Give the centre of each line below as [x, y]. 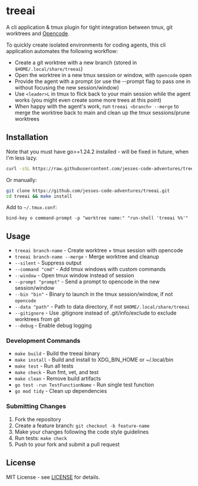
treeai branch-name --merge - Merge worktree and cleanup [87, 257]
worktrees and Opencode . [38, 33]
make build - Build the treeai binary [57, 353]
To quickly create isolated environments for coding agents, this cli [86, 45]
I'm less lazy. [22, 158]
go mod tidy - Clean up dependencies [61, 391]
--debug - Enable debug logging [53, 326]
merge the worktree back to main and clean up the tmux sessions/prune [102, 113]
